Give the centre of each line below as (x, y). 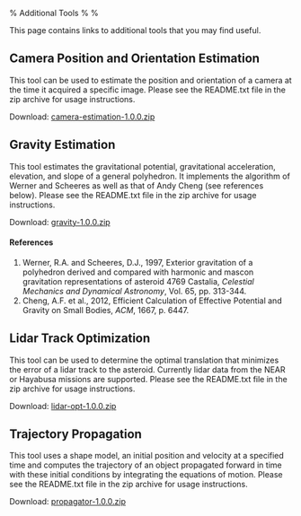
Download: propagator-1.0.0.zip (68, 502)
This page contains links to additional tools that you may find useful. (135, 30)
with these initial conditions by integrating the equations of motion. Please (146, 475)
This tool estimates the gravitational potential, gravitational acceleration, (142, 166)
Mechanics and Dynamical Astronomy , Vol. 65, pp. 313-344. (134, 291)
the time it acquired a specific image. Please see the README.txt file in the (147, 90)
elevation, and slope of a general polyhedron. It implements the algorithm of (150, 176)
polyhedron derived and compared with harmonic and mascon (138, 272)
